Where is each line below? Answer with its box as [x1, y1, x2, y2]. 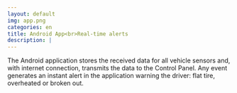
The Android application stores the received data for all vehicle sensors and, [7, 56, 231, 65]
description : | [7, 37, 53, 44]
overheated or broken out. [7, 79, 84, 87]
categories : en [7, 23, 53, 31]
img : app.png [7, 17, 46, 24]
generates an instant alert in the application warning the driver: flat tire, [7, 72, 215, 80]
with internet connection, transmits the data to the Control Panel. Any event [7, 64, 228, 72]
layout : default [7, 10, 55, 18]
